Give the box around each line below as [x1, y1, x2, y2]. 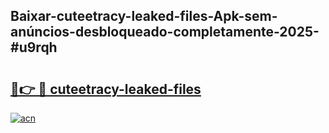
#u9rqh [10, 39, 58, 56]
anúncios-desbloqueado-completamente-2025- [10, 24, 320, 41]
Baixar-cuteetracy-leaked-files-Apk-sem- [10, 8, 278, 25]
